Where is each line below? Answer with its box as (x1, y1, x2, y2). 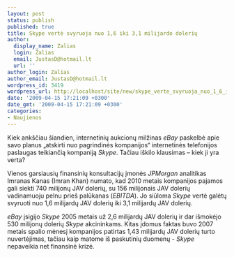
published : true (7, 23, 54, 30)
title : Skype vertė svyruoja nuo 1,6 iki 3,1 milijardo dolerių (7, 29, 198, 37)
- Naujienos (7, 114, 42, 121)
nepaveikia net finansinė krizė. (7, 242, 95, 250)
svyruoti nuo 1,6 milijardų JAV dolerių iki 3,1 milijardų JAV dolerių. (7, 198, 193, 207)
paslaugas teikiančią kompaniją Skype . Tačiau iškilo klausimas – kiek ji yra (7, 148, 219, 156)
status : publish (7, 17, 54, 24)
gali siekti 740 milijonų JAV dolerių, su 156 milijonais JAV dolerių (7, 184, 190, 192)
